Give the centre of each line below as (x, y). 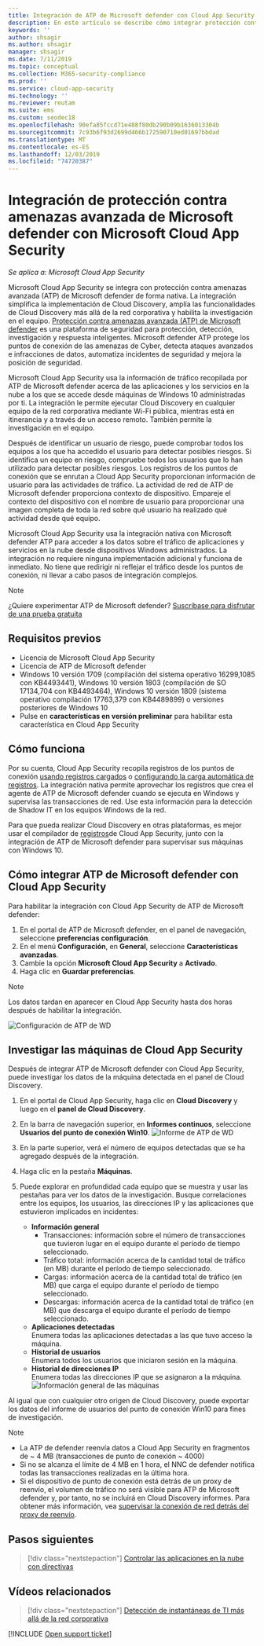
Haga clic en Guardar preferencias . (77, 971)
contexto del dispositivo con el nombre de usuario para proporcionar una (126, 502)
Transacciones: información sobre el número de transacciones (144, 1235)
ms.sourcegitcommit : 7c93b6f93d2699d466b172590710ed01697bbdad (114, 132)
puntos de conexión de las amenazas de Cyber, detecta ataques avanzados (131, 346)
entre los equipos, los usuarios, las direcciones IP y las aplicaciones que (136, 1204)
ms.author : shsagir (40, 45)
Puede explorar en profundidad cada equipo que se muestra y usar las (134, 1186)
